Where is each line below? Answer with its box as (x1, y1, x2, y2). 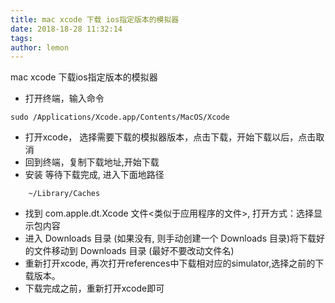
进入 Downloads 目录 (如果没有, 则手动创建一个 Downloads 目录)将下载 (24, 232, 317, 245)
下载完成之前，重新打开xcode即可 (24, 282, 165, 295)
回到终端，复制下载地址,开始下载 (24, 156, 160, 168)
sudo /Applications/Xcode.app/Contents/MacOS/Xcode (10, 112, 230, 123)
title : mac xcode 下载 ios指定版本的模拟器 (10, 14, 180, 25)
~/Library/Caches (28, 189, 101, 199)
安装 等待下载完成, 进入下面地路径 (24, 169, 165, 181)
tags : (10, 33, 33, 43)
